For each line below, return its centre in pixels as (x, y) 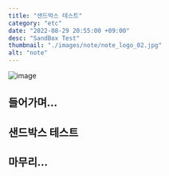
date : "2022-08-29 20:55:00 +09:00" (69, 30)
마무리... (28, 162)
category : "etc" (35, 23)
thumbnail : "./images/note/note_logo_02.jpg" (85, 46)
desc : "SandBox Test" (44, 38)
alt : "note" (28, 53)
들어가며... (33, 103)
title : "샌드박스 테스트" (45, 16)
